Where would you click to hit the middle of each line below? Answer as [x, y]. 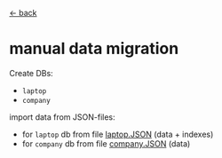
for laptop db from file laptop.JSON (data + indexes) [118, 134]
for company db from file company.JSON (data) [106, 143]
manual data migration [94, 49]
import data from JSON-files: [62, 117]
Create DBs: [31, 73]
